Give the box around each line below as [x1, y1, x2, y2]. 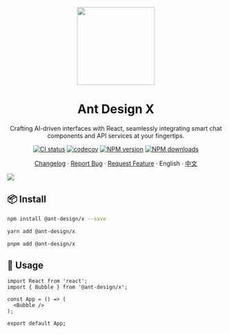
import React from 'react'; [7, 278, 88, 285]
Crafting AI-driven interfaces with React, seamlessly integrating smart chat [10, 124, 222, 132]
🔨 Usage [7, 259, 43, 271]
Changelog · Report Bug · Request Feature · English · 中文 [34, 159, 198, 167]
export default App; [7, 320, 67, 327]
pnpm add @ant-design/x [7, 240, 76, 248]
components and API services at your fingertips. [47, 131, 185, 140]
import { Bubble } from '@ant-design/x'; [7, 284, 128, 291]
